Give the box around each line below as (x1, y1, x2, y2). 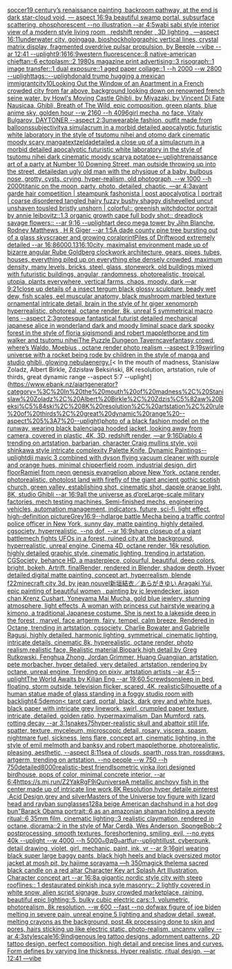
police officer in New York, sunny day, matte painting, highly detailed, (7, 519, 205, 528)
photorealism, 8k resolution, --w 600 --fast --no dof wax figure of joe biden (7, 903, 222, 911)
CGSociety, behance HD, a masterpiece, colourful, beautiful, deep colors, (7, 556, 216, 564)
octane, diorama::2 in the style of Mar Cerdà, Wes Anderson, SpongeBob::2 (7, 822, 222, 829)
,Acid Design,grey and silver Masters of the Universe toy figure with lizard (7, 792, 215, 800)
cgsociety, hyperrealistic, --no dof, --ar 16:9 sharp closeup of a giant (7, 527, 202, 535)
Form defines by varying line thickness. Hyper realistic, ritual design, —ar (7, 947, 216, 955)
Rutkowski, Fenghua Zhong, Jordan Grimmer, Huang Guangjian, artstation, (7, 653, 219, 661)
